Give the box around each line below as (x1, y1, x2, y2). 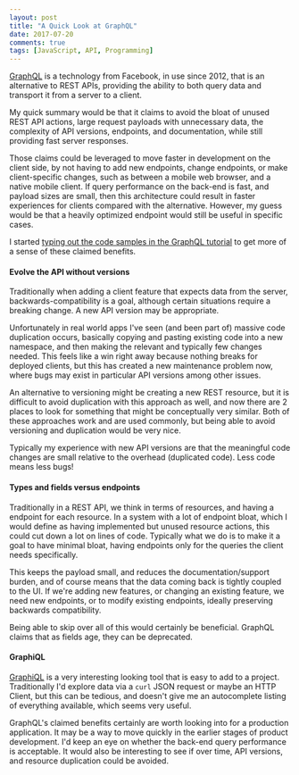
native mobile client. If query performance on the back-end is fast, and (9, 181, 270, 192)
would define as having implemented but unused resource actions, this (9, 521, 270, 531)
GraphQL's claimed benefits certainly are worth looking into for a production (9, 717, 289, 728)
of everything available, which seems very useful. (9, 700, 192, 711)
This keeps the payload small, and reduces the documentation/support (9, 566, 270, 577)
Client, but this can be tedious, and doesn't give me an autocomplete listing (9, 690, 287, 701)
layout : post (9, 12, 58, 22)
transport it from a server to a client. (9, 90, 143, 101)
